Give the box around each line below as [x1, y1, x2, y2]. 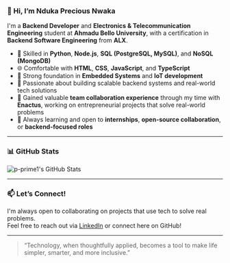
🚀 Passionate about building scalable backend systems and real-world [16, 79, 216, 88]
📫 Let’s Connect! [7, 188, 66, 198]
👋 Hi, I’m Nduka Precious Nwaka [7, 6, 116, 16]
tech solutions [16, 86, 57, 95]
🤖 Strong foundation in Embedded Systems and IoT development [16, 72, 203, 80]
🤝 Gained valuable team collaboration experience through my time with [16, 94, 220, 102]
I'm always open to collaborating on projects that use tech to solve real [7, 207, 207, 215]
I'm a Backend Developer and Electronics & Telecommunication [7, 22, 191, 30]
